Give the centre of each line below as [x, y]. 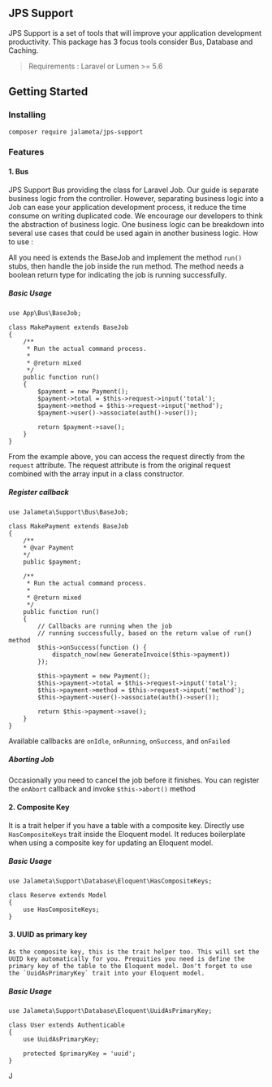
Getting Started [48, 92]
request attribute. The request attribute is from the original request [120, 465]
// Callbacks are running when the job [105, 626]
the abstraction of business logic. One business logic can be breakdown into [136, 224]
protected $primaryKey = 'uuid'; [80, 1054]
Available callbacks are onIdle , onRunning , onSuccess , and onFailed [119, 741]
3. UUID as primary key [48, 935]
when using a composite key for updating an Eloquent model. [111, 843]
